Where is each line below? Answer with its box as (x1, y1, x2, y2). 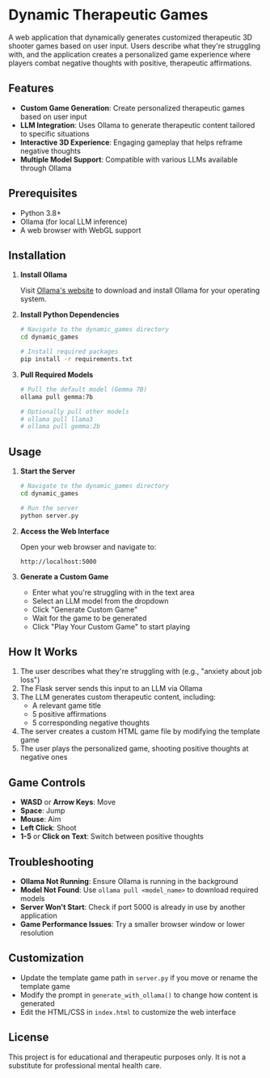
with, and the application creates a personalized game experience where (8, 49, 251, 59)
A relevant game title (32, 701, 102, 710)
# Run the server (19, 503, 79, 512)
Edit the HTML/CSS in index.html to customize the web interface (19, 1007, 237, 1017)
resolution (19, 928, 54, 937)
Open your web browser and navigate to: (19, 541, 157, 551)
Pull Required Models (19, 369, 94, 379)
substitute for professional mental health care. (8, 1060, 162, 1070)
